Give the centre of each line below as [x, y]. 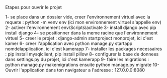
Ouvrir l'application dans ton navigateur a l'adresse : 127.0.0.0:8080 [75, 70]
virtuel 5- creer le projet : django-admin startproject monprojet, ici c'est [79, 38]
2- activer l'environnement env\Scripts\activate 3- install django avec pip [81, 27]
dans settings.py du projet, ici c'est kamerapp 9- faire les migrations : [77, 59]
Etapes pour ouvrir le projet [33, 7]
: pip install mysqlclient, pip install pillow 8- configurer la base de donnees [82, 54]
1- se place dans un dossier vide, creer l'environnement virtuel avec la [78, 17]
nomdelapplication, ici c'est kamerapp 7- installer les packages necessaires [84, 49]
